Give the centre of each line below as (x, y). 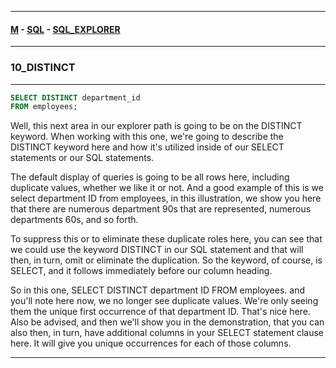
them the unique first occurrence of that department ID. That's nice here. (160, 312)
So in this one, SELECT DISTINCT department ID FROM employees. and (157, 290)
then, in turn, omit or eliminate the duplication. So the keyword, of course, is (166, 260)
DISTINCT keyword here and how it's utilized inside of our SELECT (147, 147)
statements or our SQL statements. (82, 158)
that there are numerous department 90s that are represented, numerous (161, 209)
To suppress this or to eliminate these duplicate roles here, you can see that (166, 239)
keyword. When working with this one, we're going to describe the (147, 137)
